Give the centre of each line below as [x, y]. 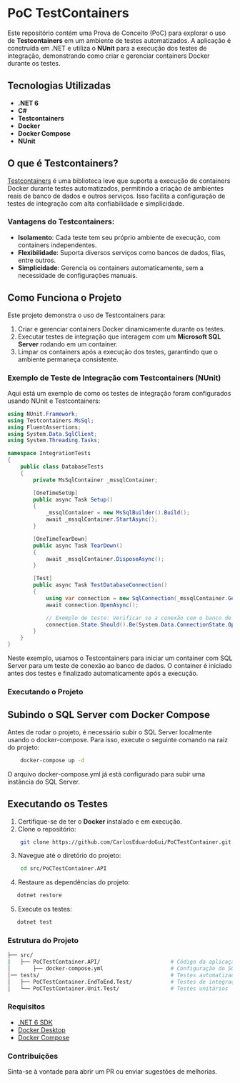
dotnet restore [39, 895]
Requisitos [26, 1007]
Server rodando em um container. [67, 344]
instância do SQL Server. [44, 782]
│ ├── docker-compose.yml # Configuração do [116, 969]
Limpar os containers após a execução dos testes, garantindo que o [117, 351]
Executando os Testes [58, 804]
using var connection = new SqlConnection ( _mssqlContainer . [137, 598]
